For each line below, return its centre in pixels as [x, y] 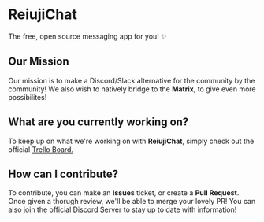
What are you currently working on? [99, 122]
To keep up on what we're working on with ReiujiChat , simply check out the [131, 141]
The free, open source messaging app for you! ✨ [87, 36]
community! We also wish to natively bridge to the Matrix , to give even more [132, 89]
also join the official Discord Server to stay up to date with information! [123, 209]
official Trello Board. [41, 149]
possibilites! [28, 97]
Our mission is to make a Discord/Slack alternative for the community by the [132, 80]
